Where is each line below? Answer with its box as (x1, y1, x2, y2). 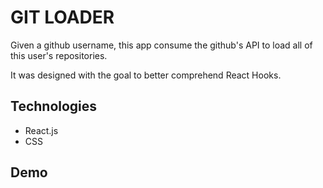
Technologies (10, 98, 98, 115)
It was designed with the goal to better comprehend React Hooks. (10, 69, 282, 81)
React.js (24, 124, 59, 136)
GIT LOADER (10, 6, 115, 29)
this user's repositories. (10, 49, 108, 61)
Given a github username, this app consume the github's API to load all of (10, 39, 313, 51)
